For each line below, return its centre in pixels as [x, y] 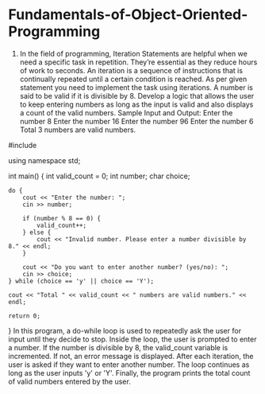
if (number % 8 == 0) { [62, 218]
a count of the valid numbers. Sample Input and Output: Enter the [126, 112]
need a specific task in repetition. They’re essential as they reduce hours [138, 62]
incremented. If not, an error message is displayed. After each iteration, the [131, 356]
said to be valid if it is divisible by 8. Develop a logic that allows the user [137, 96]
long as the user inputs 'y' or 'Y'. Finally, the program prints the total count [129, 373]
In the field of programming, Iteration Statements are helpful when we [133, 53]
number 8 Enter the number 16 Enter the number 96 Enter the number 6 [136, 121]
